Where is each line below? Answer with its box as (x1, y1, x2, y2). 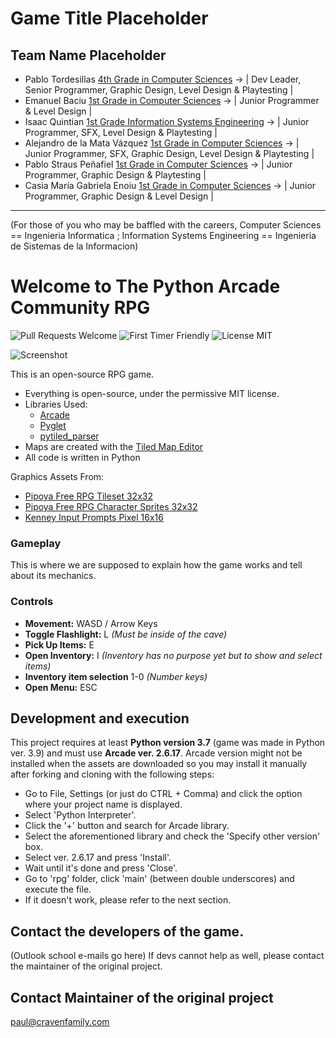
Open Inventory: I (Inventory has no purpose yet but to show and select (24, 649, 323, 661)
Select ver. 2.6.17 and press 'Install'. (24, 852, 172, 864)
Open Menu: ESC (24, 681, 98, 693)
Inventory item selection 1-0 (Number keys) (24, 670, 208, 682)
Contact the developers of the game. (10, 923, 245, 940)
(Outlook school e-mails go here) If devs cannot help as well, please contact (10, 950, 325, 962)
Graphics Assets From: (10, 470, 105, 482)
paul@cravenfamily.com (10, 1015, 110, 1027)
